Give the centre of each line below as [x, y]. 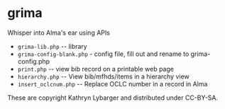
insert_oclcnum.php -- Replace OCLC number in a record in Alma [112, 84]
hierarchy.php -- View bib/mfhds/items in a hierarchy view [103, 76]
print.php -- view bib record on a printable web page [95, 69]
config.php [34, 61]
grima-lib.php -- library [52, 46]
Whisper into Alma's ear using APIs [59, 33]
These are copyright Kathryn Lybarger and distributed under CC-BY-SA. [113, 98]
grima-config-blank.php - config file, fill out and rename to [103, 54]
